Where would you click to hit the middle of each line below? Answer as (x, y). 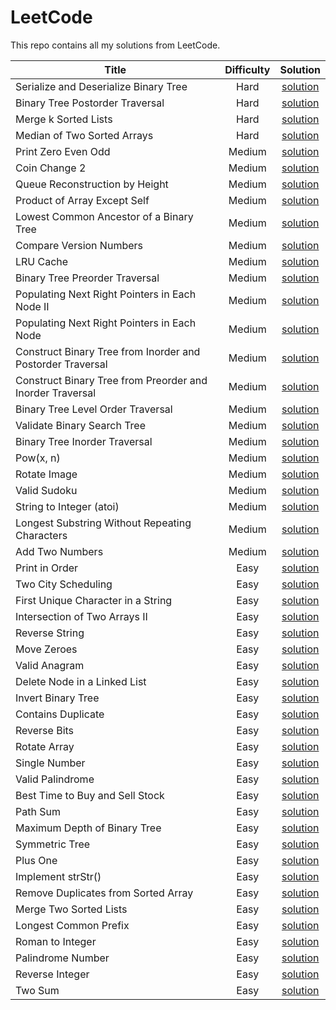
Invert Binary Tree (57, 698)
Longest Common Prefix (72, 925)
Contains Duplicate (60, 714)
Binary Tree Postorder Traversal (90, 103)
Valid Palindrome (55, 779)
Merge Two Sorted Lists (71, 909)
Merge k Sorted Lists (64, 119)
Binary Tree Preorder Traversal (87, 278)
